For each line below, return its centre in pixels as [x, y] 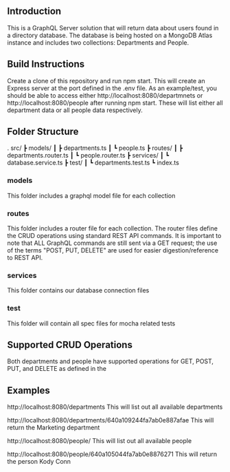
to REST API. [25, 258]
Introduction [34, 11]
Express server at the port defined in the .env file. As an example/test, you [112, 88]
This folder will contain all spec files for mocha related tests [91, 323]
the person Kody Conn [39, 462]
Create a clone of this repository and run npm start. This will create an [106, 81]
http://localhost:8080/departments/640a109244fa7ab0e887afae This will [111, 420]
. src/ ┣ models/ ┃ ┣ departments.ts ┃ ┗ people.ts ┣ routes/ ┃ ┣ [95, 148]
